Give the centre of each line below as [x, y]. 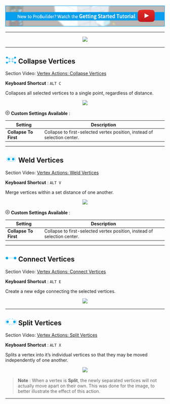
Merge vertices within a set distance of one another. [59, 192]
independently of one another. [37, 360]
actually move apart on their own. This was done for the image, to [86, 386]
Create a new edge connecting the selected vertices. [60, 291]
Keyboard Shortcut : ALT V [33, 182]
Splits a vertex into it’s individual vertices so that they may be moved [76, 355]
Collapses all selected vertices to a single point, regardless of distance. [79, 93]
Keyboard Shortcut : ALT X [33, 345]
